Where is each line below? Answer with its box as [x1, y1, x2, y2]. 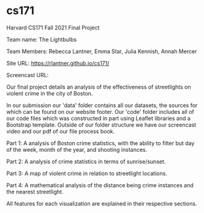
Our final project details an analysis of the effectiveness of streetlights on [6, 83, 191, 91]
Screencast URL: [6, 71, 49, 78]
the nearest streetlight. [6, 188, 64, 195]
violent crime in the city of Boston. [6, 89, 93, 97]
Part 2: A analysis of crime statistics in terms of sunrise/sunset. [6, 157, 166, 165]
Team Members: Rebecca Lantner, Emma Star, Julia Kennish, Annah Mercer [6, 47, 197, 55]
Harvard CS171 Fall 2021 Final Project [6, 24, 100, 31]
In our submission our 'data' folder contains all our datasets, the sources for [6, 102, 198, 109]
